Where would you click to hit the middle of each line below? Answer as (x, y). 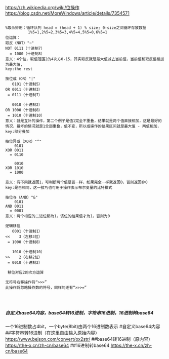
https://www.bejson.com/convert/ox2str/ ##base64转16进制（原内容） (79, 339)
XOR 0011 (14, 150)
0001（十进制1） (27, 231)
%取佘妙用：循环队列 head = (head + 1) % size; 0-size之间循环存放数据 (76, 28)
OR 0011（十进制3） (24, 90)
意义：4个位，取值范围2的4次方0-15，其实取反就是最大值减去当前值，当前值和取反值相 (83, 59)
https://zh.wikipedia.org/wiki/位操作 (43, 7)
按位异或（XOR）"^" (24, 141)
